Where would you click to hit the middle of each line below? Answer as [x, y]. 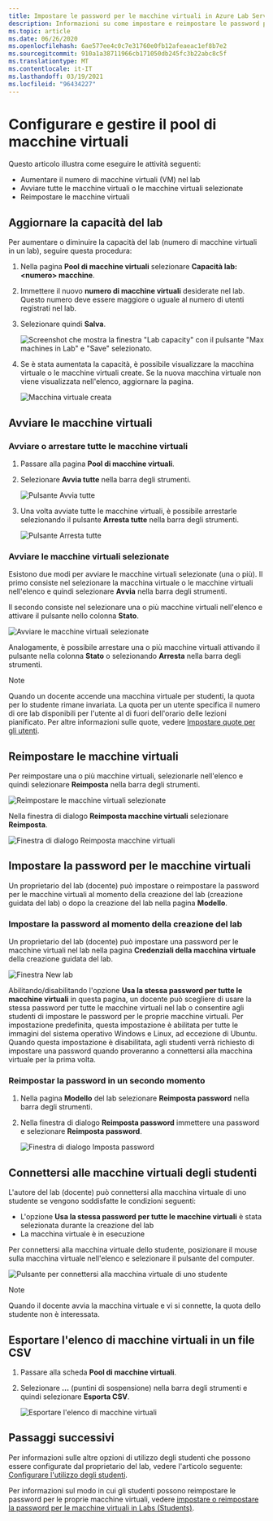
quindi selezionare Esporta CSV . [75, 1397]
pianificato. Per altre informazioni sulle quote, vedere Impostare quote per [132, 722]
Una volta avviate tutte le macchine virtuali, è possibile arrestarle [128, 511]
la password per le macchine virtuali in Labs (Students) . [102, 1508]
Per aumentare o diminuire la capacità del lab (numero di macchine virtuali [133, 242]
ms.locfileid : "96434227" [52, 84]
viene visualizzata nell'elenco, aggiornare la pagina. [106, 381]
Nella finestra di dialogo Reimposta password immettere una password [140, 1122]
